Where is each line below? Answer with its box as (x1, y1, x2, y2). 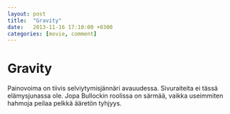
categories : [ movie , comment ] (7, 30, 98, 38)
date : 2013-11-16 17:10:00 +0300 (7, 23, 113, 30)
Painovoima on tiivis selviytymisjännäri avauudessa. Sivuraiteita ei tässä (7, 84, 219, 93)
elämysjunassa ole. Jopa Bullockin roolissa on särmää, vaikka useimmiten (7, 91, 224, 100)
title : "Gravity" (7, 17, 62, 24)
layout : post (7, 10, 46, 18)
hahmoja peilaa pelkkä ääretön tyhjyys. (7, 99, 122, 108)
